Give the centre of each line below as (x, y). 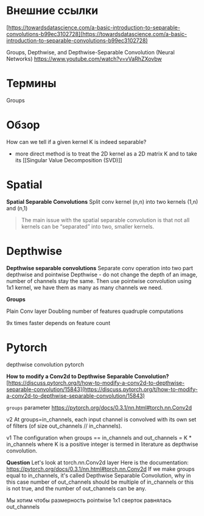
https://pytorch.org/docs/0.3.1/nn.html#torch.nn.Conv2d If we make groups (100, 469)
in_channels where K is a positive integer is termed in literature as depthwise (102, 444)
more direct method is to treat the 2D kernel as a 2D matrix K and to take (106, 154)
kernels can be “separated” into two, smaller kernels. (87, 226)
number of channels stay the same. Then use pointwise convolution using (99, 281)
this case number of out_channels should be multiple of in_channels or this (100, 482)
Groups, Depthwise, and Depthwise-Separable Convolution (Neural (90, 52)
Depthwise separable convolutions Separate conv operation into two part (100, 268)
